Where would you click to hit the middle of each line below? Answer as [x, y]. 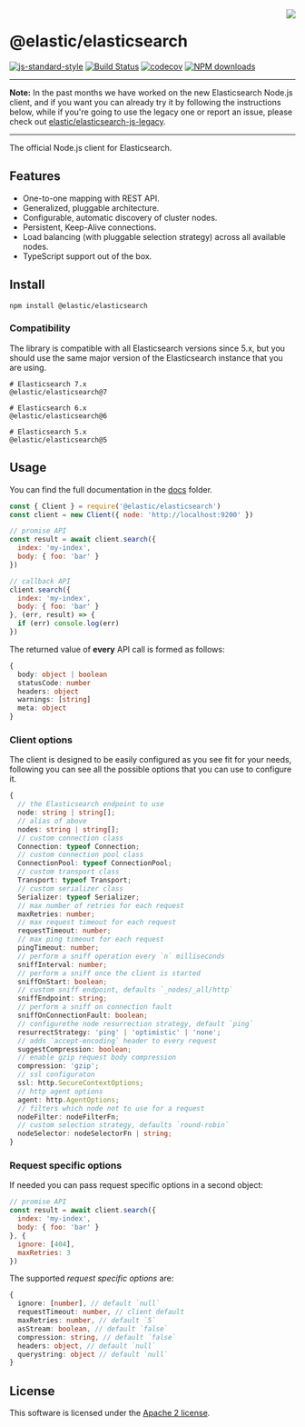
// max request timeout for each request [97, 923]
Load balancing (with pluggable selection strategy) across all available [154, 236]
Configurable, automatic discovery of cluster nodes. [120, 217]
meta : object [42, 708]
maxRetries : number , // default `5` [87, 1321]
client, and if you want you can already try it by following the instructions [145, 102]
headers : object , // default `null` [87, 1346]
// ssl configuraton [56, 1075]
